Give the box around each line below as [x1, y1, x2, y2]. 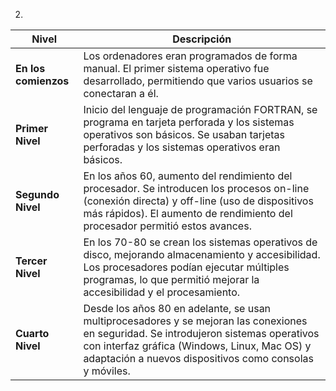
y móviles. [83, 364, 131, 378]
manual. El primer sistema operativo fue [83, 62, 270, 75]
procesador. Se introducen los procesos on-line [83, 182, 310, 195]
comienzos [15, 74, 70, 88]
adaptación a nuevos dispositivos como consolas [83, 352, 314, 365]
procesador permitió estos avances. [83, 219, 252, 233]
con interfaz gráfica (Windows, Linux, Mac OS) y [83, 339, 312, 353]
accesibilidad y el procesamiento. [83, 285, 241, 299]
